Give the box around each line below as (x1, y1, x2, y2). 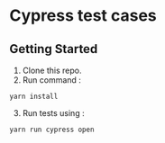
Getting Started (9, 41, 98, 57)
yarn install (9, 92, 59, 101)
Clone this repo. (22, 65, 82, 76)
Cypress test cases (9, 5, 158, 26)
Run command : (22, 75, 81, 85)
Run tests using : (22, 108, 85, 118)
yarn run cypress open (9, 125, 95, 134)
